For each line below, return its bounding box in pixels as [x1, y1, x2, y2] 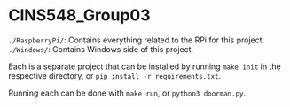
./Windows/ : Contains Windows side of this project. [8, 43, 194, 54]
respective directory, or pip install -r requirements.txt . [8, 70, 222, 80]
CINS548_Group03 [8, 5, 151, 26]
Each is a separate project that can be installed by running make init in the [8, 61, 281, 72]
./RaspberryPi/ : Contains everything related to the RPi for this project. [8, 34, 265, 45]
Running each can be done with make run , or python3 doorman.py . [8, 88, 247, 98]
